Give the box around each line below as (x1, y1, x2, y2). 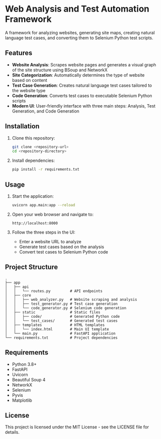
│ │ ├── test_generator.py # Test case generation (5, 301, 118, 306)
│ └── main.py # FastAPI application (5, 331, 116, 336)
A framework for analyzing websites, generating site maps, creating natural (5, 30, 155, 35)
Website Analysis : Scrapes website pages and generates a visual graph (12, 62, 156, 67)
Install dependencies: (12, 157, 55, 163)
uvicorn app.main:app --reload (12, 203, 75, 207)
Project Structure (5, 263, 58, 271)
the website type (12, 87, 46, 93)
